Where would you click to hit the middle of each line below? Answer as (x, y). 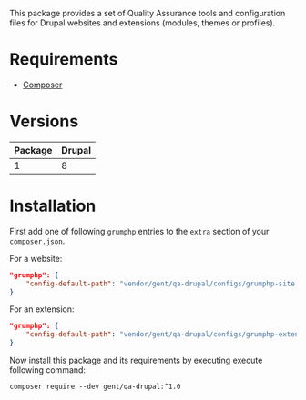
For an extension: (42, 309)
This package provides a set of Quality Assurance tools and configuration (148, 13)
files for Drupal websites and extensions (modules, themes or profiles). (143, 23)
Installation (53, 206)
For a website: (36, 258)
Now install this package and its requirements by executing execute (136, 360)
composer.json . (37, 241)
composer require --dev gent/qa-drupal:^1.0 (95, 387)
